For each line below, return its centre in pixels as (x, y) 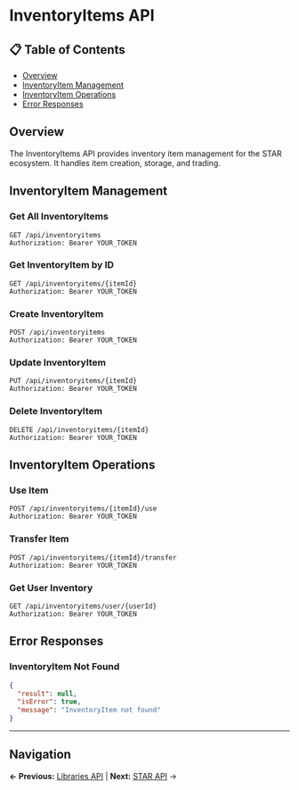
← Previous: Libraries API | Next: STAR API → (93, 776)
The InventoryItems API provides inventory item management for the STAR (145, 154)
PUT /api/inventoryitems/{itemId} (73, 381)
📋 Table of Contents (68, 50)
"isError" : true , (49, 702)
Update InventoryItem (58, 362)
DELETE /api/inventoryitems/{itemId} (79, 429)
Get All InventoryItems (59, 217)
